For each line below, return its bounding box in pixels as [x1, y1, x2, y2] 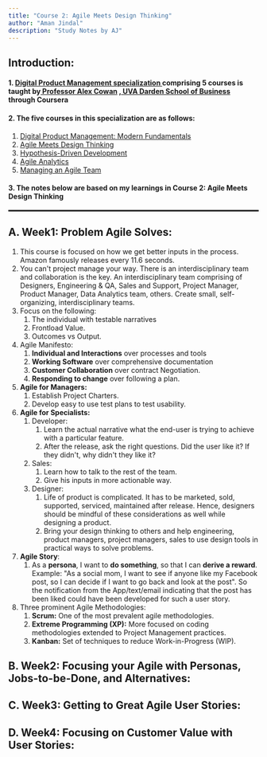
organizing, [19, 297, 57, 307]
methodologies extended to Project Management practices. [31, 627, 226, 637]
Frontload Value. [31, 323, 86, 332]
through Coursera [8, 95, 69, 104]
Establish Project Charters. [31, 390, 119, 400]
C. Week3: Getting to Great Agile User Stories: [8, 699, 241, 712]
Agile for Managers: [19, 382, 87, 391]
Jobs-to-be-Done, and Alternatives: [8, 671, 191, 685]
